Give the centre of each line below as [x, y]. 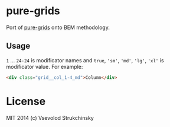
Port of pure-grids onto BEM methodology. [58, 27]
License [26, 101]
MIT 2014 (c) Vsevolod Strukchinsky [50, 118]
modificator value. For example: [45, 66]
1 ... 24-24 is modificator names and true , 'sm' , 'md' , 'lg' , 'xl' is [85, 60]
